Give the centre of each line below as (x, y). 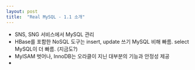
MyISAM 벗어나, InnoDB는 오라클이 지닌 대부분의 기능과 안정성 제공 (92, 56)
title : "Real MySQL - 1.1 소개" (46, 17)
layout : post (22, 11)
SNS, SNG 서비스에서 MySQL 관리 (54, 34)
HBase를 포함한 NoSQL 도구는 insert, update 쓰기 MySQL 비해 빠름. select (102, 41)
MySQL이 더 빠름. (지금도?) (46, 49)
